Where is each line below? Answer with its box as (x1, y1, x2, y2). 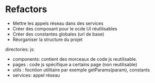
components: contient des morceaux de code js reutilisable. (12, 56, 137, 62)
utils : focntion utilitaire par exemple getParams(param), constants (12, 67, 150, 73)
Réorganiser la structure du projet (12, 36, 83, 43)
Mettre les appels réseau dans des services (12, 20, 104, 26)
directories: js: (5, 46, 35, 52)
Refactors (5, 4, 47, 15)
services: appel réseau (12, 72, 61, 78)
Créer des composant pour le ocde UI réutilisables (12, 25, 118, 31)
